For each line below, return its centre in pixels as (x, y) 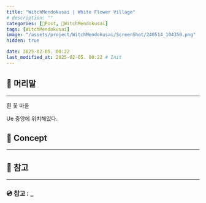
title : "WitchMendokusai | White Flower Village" (71, 12)
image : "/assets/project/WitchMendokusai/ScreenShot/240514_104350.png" (101, 35)
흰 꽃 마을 (18, 105)
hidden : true (23, 40)
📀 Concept (27, 138)
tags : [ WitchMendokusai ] (38, 29)
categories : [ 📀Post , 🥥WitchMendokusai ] (57, 23)
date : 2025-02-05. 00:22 (38, 52)
